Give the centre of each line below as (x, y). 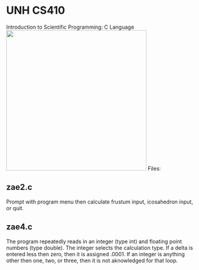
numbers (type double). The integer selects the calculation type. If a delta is (99, 248)
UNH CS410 (36, 10)
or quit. (15, 208)
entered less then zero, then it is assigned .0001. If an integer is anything (96, 254)
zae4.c (19, 227)
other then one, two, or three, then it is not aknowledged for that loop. (92, 260)
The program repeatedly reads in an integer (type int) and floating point (94, 241)
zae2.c (19, 187)
